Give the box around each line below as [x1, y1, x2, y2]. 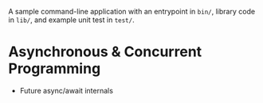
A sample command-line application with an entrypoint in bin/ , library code [8, 7, 256, 16]
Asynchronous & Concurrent [8, 43, 202, 61]
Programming [8, 59, 101, 78]
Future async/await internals [19, 86, 114, 95]
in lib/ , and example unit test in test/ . [8, 15, 135, 25]
